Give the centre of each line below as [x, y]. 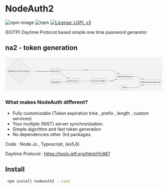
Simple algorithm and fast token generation [57, 129]
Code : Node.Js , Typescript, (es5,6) [42, 144]
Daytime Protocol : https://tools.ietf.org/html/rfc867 [58, 154]
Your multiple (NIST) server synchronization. [58, 124]
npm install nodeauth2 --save [39, 182]
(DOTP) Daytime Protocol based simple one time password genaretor [76, 32]
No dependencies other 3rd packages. [52, 134]
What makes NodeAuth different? [47, 102]
